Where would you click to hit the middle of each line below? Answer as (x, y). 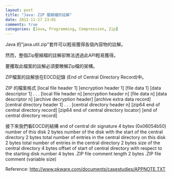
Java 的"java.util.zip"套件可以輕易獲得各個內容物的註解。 (65, 45)
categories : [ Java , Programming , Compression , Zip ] (62, 29)
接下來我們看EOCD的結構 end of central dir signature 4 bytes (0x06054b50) (86, 126)
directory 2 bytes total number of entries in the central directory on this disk (85, 137)
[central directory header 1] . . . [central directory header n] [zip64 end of (83, 105)
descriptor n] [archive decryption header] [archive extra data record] (78, 99)
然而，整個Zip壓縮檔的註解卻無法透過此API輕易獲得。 (62, 55)
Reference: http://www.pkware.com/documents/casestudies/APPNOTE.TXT (85, 169)
